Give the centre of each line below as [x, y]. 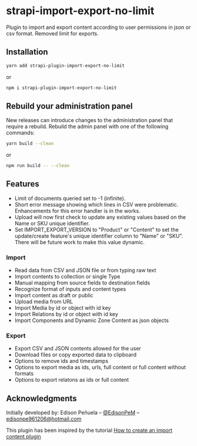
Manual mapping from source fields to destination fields [82, 283]
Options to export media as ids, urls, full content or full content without [100, 368]
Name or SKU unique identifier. [52, 223]
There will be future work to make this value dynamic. [80, 242]
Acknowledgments [42, 399]
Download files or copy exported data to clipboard [76, 355]
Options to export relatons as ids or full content [72, 380]
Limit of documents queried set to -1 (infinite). [70, 198]
